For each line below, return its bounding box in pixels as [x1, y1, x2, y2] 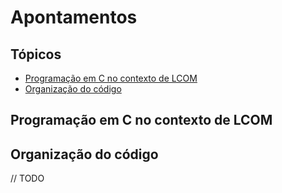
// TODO [10, 172, 45, 185]
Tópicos [10, 46, 62, 63]
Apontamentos [10, 6, 138, 29]
